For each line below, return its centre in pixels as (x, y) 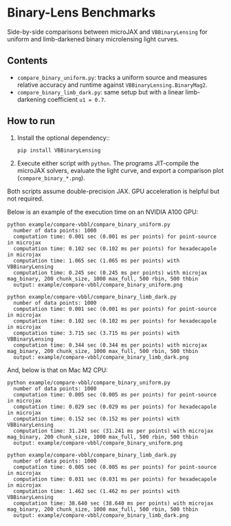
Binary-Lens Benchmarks (81, 13)
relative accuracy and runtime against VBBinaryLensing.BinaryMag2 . (112, 85)
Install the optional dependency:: (63, 138)
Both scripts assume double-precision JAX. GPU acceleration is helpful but (113, 191)
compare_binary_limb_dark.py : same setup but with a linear (100, 92)
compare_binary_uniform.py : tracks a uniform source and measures (112, 77)
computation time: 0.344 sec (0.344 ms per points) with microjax (110, 345)
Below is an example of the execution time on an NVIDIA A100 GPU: (103, 212)
